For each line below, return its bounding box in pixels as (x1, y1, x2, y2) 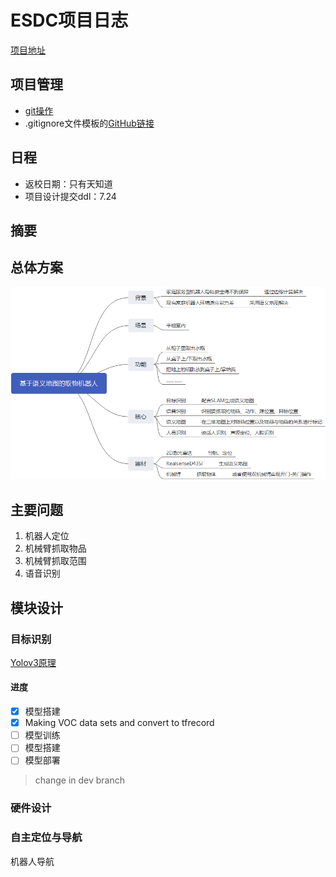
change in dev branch (34, 774, 126, 786)
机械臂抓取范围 (24, 555, 87, 567)
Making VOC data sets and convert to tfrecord (24, 717, 215, 729)
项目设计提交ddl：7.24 (24, 190, 117, 202)
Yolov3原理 (10, 656, 57, 668)
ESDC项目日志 (10, 9, 129, 32)
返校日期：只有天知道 (24, 177, 113, 190)
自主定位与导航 (10, 831, 83, 845)
